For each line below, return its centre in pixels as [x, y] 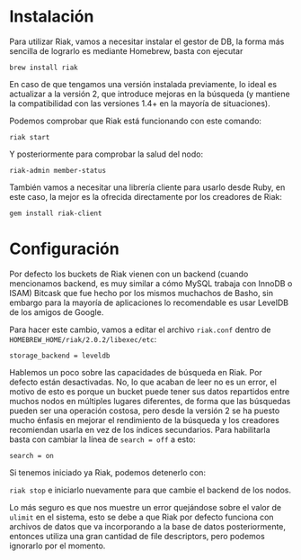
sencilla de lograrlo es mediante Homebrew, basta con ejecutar [126, 50]
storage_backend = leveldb [60, 356]
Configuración [64, 249]
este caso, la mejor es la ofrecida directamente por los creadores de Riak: [146, 196]
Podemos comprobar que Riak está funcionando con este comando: [136, 121]
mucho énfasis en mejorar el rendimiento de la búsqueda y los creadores [145, 420]
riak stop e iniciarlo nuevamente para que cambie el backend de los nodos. [150, 490]
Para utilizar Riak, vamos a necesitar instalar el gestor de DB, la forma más [147, 41]
